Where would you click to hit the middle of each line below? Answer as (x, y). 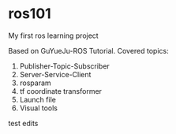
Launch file (38, 99)
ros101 (30, 14)
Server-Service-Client (55, 74)
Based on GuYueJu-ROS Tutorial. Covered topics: (88, 50)
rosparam (35, 83)
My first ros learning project (53, 35)
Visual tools (38, 108)
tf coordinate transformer (61, 91)
